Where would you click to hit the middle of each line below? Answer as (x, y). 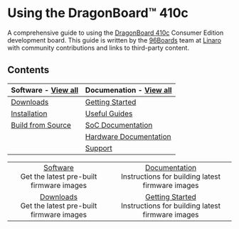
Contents (28, 70)
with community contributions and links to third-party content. (99, 48)
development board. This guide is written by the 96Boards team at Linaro (115, 40)
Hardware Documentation (128, 136)
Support (99, 148)
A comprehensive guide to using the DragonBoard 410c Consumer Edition (116, 33)
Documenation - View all (128, 90)
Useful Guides (109, 113)
